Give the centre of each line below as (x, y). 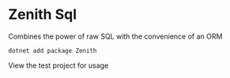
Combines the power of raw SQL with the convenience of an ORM (115, 36)
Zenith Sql (43, 15)
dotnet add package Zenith (53, 50)
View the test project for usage (58, 65)
